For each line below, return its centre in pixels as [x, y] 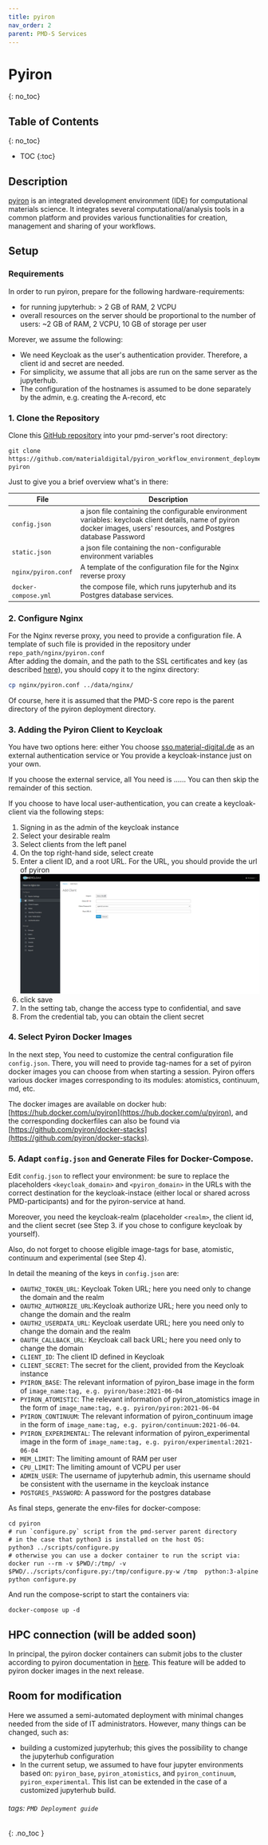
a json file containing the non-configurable [151, 547]
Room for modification [65, 1696]
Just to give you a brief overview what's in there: [89, 481]
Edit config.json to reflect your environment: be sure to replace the [119, 1176]
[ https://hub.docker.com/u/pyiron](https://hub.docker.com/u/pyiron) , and [128, 1112]
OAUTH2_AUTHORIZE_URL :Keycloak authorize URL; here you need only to [134, 1306]
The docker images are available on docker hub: [88, 1103]
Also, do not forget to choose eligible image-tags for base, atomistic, [121, 1250]
